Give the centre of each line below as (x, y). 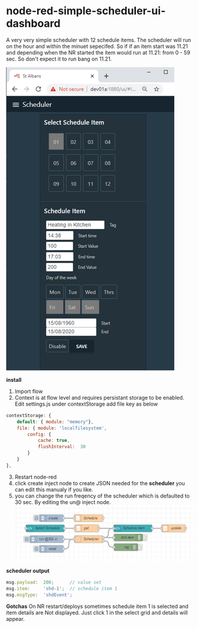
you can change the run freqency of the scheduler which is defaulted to (102, 496)
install (14, 380)
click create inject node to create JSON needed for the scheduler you (100, 483)
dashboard (33, 23)
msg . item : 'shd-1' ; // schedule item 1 (62, 589)
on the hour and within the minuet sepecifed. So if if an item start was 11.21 (97, 46)
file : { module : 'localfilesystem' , (62, 428)
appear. (15, 619)
